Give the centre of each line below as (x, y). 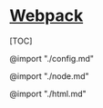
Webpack (46, 16)
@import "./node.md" (49, 76)
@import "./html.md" (48, 93)
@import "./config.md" (51, 58)
